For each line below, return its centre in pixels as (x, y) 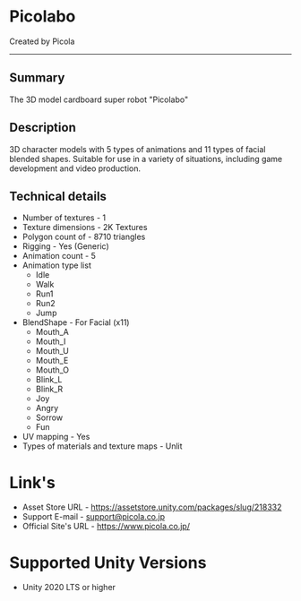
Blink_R (49, 389)
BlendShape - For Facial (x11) (76, 322)
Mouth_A (52, 332)
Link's (33, 482)
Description (43, 128)
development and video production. (75, 168)
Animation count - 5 (59, 256)
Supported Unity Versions (108, 562)
